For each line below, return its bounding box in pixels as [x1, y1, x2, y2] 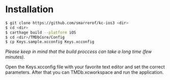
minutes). [5, 54, 25, 60]
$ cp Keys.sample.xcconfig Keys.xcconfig [5, 39, 95, 44]
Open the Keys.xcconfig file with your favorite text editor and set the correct [5, 64, 165, 70]
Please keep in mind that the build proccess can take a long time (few [5, 48, 152, 55]
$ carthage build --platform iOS [5, 30, 76, 35]
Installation [5, 4, 54, 15]
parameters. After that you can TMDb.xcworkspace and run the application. [5, 69, 164, 75]
